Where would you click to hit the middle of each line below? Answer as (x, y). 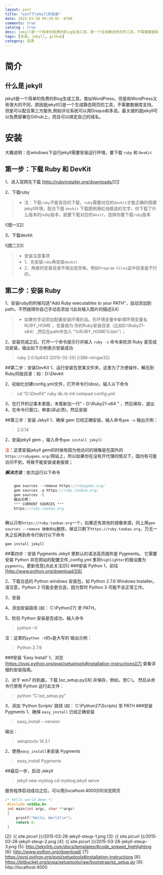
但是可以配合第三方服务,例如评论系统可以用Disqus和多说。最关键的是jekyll (79, 111)
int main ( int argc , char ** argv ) (41, 809)
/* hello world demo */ (29, 800)
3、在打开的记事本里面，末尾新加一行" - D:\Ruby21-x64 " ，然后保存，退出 (80, 404)
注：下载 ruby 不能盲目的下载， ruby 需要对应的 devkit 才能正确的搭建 (90, 202)
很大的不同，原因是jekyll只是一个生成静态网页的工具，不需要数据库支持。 (82, 104)
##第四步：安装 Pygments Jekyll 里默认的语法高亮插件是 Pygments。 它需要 (81, 554)
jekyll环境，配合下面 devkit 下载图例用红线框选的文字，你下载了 (88, 208)
